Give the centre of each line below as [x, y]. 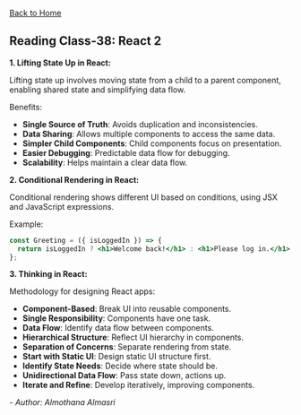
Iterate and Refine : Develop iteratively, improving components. [138, 385]
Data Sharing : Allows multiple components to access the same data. [149, 134]
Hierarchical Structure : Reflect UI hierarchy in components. [133, 337]
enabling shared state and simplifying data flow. [98, 90]
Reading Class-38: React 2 [86, 41]
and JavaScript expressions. [62, 206]
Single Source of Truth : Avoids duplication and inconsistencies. [140, 124]
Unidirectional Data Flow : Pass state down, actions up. [124, 376]
